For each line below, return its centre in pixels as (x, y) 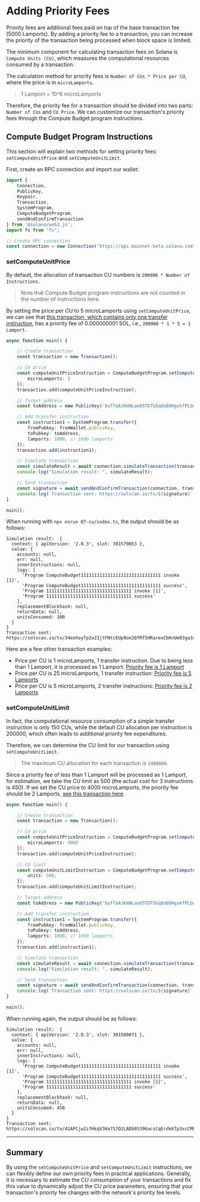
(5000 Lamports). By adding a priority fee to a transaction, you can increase (99, 33)
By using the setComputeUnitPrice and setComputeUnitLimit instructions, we (99, 1167)
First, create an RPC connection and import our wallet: (73, 169)
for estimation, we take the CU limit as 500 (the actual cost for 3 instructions (100, 781)
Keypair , (28, 197)
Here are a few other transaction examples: (59, 649)
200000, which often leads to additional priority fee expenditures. (87, 733)
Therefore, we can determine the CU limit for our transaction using (88, 745)
